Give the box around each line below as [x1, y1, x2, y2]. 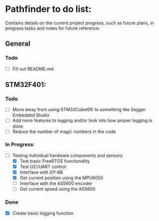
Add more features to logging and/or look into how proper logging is [12, 118, 153, 124]
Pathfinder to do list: [5, 3, 92, 15]
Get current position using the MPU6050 [19, 175, 104, 181]
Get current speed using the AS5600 [19, 186, 96, 192]
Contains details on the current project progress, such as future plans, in [5, 20, 155, 26]
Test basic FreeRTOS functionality [19, 158, 90, 164]
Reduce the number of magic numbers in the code [12, 128, 116, 135]
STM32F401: [5, 80, 46, 89]
